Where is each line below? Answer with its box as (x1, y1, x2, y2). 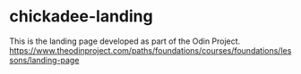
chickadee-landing (9, 6, 154, 27)
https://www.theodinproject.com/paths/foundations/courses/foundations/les (9, 45, 292, 55)
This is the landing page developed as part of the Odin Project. (9, 36, 241, 46)
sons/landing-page (9, 54, 80, 65)
